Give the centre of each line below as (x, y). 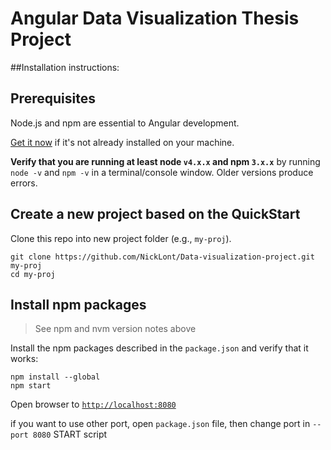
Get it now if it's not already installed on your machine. (122, 142)
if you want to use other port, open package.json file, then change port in (160, 424)
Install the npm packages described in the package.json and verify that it (159, 348)
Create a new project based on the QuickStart (155, 214)
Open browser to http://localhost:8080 (93, 404)
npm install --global (55, 377)
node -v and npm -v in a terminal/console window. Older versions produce (162, 172)
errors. (24, 183)
